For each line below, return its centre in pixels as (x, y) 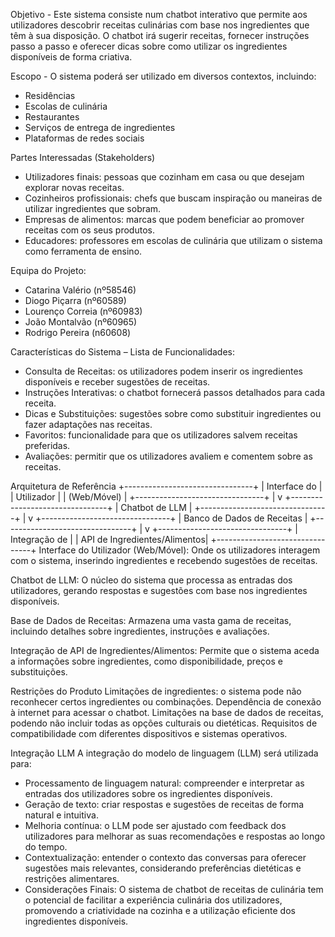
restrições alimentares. (72, 878)
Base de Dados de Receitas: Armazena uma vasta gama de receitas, (151, 620)
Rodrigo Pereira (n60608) (78, 332)
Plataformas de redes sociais (84, 138)
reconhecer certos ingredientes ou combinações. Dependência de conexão (166, 702)
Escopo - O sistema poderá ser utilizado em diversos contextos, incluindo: (163, 76)
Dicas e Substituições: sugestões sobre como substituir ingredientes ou (173, 413)
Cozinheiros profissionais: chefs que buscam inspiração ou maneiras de (173, 198)
